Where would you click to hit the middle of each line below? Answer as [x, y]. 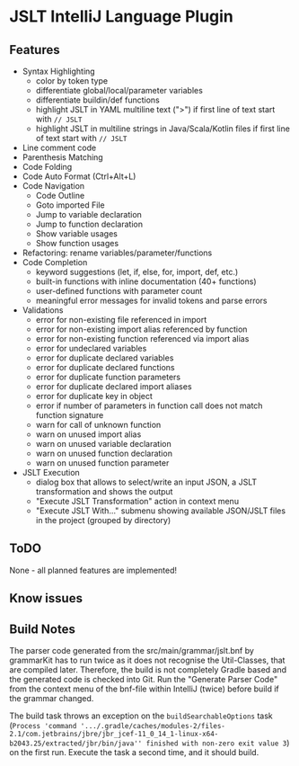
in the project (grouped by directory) [103, 520]
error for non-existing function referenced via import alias [142, 338]
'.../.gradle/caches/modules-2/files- [153, 726]
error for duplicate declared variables [105, 358]
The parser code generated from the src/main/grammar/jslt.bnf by [132, 651]
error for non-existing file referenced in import [121, 320]
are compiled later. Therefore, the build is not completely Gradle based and [148, 670]
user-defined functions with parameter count [119, 291]
